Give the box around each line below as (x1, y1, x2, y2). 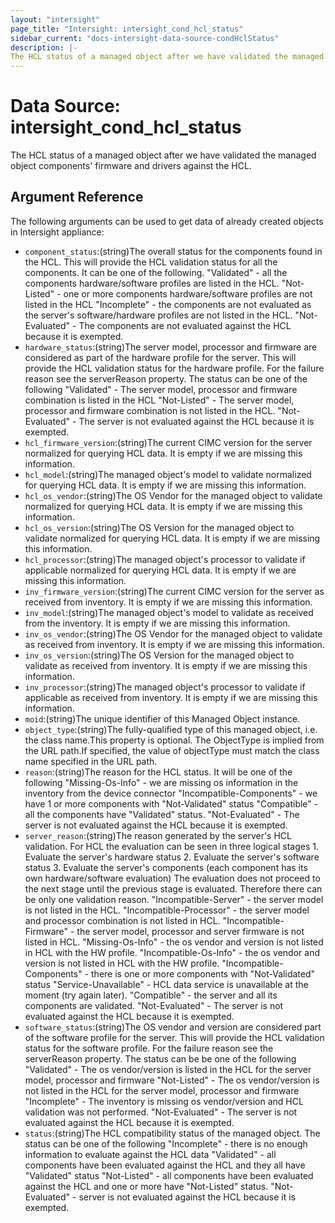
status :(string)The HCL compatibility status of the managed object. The (24, 1127, 321, 1139)
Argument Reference (10, 189, 144, 206)
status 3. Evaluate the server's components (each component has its (24, 861, 308, 873)
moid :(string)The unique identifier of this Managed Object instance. (24, 712, 301, 725)
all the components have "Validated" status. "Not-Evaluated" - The (24, 808, 300, 820)
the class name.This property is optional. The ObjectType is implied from (24, 734, 325, 746)
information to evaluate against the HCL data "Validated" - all (24, 1148, 277, 1160)
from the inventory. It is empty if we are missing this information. (24, 617, 291, 629)
